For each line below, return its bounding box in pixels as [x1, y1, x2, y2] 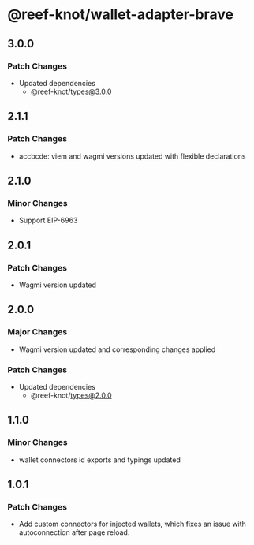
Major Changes [7, 327, 68, 338]
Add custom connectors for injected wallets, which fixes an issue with [18, 519, 246, 529]
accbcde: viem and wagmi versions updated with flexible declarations [18, 151, 246, 161]
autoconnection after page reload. [18, 528, 130, 537]
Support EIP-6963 [18, 215, 78, 226]
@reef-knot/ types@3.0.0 [30, 87, 112, 96]
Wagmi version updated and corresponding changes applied [18, 345, 216, 354]
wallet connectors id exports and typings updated [18, 455, 181, 465]
